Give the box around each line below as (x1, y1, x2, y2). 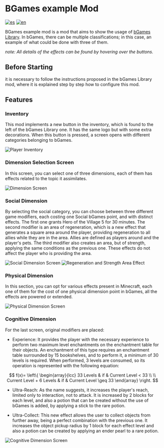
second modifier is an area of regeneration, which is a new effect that (5, 224, 146, 230)
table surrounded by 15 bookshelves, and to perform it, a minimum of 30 (12, 352, 159, 358)
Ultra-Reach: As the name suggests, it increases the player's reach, (12, 387, 149, 393)
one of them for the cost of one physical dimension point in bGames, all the (5, 288, 158, 294)
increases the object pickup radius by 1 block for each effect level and (12, 422, 154, 428)
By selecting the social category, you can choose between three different (5, 209, 154, 215)
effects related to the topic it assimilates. (5, 175, 87, 181)
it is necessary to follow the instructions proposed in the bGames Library (5, 76, 152, 82)
